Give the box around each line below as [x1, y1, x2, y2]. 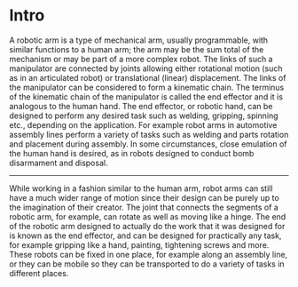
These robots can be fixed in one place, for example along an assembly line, [9, 249, 288, 259]
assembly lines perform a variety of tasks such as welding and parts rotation [9, 129, 289, 140]
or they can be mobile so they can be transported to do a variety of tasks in [9, 259, 286, 269]
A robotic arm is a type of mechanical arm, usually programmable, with [9, 35, 269, 45]
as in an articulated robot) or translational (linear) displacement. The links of [9, 72, 286, 83]
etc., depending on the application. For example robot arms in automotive [9, 119, 278, 130]
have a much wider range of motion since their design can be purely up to [9, 192, 279, 203]
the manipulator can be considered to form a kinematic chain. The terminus [9, 82, 285, 92]
